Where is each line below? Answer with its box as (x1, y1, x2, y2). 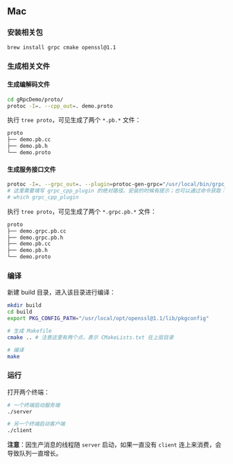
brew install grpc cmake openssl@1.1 (7, 44, 116, 51)
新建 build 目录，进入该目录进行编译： (7, 288, 116, 297)
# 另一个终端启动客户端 (7, 420, 66, 428)
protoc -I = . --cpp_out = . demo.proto (7, 102, 113, 110)
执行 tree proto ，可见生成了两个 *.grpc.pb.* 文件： (7, 207, 157, 215)
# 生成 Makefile (7, 327, 52, 334)
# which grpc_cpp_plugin (7, 194, 79, 201)
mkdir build (7, 302, 42, 309)
